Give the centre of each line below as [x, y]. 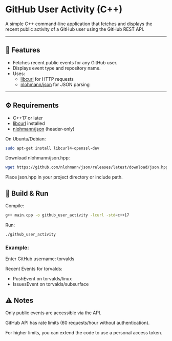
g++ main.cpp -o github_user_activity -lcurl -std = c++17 [67, 215]
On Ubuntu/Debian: [26, 139]
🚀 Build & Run [27, 193]
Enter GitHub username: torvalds [40, 259]
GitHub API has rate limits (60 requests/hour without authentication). [78, 322]
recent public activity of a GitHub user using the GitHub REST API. [75, 29]
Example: [17, 247]
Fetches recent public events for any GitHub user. [65, 62]
